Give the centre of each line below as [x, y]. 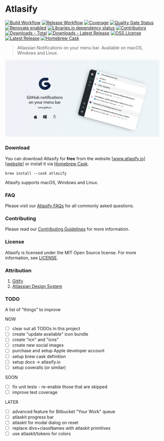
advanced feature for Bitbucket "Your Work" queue [64, 411]
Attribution [18, 270]
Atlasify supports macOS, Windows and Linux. [52, 182]
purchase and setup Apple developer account [58, 351]
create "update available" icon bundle [50, 334]
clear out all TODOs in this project [46, 329]
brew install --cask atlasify [36, 173]
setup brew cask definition [39, 356]
